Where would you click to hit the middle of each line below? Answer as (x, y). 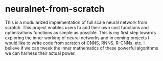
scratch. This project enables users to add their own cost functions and (77, 27)
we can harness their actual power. (40, 53)
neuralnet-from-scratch (55, 9)
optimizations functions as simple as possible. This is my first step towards (81, 32)
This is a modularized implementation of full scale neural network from (76, 22)
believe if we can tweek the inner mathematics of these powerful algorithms (81, 48)
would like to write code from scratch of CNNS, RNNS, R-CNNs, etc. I (75, 43)
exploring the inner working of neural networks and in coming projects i (77, 38)
